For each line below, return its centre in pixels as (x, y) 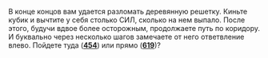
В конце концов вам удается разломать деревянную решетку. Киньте (128, 12)
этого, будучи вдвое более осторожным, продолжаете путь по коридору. (134, 28)
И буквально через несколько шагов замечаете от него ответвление (126, 37)
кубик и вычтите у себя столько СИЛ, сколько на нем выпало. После (127, 20)
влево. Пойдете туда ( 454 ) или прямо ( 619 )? (85, 45)
